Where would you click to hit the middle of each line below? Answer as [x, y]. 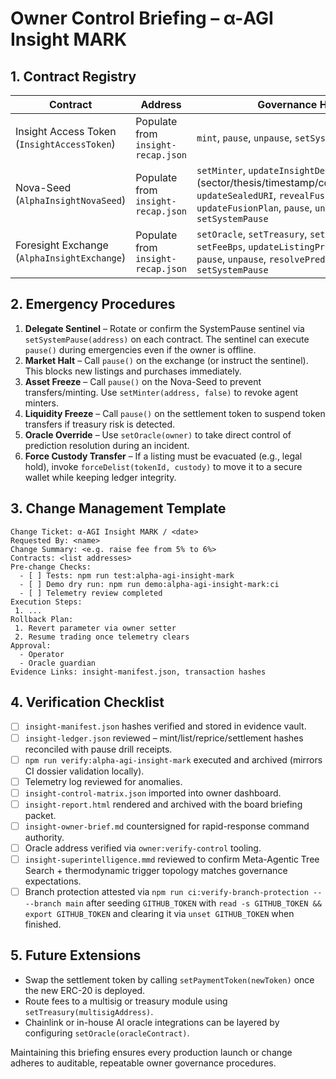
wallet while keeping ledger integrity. [100, 477]
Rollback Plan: [42, 619]
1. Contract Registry [73, 76]
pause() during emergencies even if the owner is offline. [140, 349]
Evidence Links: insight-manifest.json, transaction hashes [138, 672]
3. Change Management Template [118, 508]
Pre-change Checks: [51, 567]
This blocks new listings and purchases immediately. [133, 371]
